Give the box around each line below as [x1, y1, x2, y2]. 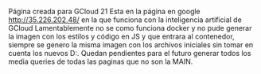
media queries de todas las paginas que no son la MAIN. [8, 57, 193, 66]
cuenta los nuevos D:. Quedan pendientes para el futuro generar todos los [8, 49, 251, 57]
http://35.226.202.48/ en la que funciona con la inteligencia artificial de [8, 15, 243, 24]
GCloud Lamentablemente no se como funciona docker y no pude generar [8, 24, 252, 32]
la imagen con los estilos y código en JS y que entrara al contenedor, [8, 31, 235, 41]
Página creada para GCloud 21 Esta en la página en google [8, 7, 201, 16]
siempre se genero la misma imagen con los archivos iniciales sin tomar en [8, 40, 254, 50]
